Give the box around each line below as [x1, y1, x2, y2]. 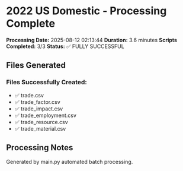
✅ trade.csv [14, 91, 44, 99]
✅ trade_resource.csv [14, 118, 68, 125]
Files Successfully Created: [6, 78, 88, 87]
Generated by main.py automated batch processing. [6, 159, 133, 166]
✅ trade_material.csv [14, 125, 66, 132]
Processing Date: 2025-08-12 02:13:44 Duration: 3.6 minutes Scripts [6, 36, 178, 43]
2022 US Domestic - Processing [6, 4, 167, 18]
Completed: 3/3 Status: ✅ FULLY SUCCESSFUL [6, 43, 124, 50]
